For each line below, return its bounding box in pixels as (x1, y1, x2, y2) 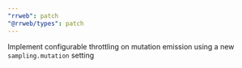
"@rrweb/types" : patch (7, 19, 84, 28)
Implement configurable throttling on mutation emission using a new (7, 41, 235, 51)
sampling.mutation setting (7, 50, 95, 60)
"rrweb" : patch (7, 11, 59, 20)
